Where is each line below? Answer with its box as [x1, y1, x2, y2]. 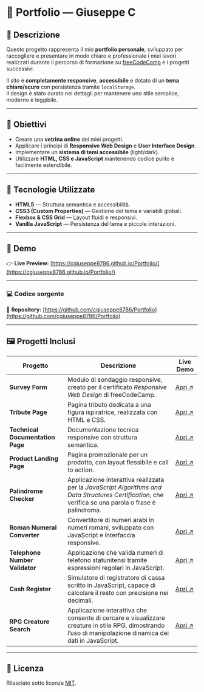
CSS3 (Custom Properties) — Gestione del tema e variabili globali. [15, 207, 183, 214]
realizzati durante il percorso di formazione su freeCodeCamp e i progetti [6, 59, 189, 66]
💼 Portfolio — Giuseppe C [6, 5, 136, 19]
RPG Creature [9, 617, 50, 626]
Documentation [9, 433, 56, 441]
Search [9, 625, 30, 633]
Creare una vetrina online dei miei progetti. [15, 135, 124, 143]
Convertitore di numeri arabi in [67, 515, 154, 524]
